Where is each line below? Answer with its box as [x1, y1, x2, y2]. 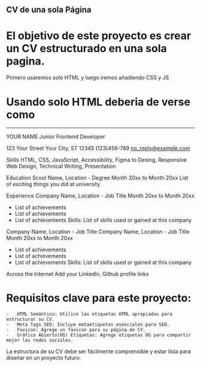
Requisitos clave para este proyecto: [6, 292, 191, 305]
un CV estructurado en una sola [6, 41, 167, 55]
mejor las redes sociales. [6, 338, 74, 344]
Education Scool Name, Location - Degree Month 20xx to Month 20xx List [6, 174, 188, 181]
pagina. [6, 54, 45, 68]
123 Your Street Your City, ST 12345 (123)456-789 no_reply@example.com [6, 145, 190, 152]
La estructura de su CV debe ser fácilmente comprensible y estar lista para [6, 348, 191, 355]
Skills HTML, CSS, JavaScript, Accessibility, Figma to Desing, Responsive [6, 156, 187, 163]
